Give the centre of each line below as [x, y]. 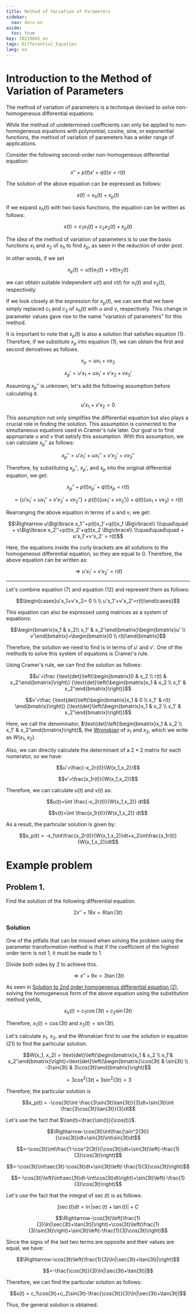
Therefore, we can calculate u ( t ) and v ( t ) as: [59, 790]
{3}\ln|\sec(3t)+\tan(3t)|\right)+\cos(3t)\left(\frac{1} [98, 1224]
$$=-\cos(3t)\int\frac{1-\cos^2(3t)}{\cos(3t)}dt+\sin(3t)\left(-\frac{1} [98, 1149]
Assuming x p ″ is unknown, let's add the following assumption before [88, 387]
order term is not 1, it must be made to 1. [54, 953]
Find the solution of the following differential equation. [71, 901]
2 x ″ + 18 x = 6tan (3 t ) [98, 913]
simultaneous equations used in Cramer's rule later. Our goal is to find [90, 430]
